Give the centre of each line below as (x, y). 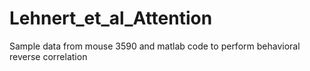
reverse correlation (48, 56)
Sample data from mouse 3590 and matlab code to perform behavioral (155, 46)
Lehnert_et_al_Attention (111, 18)
